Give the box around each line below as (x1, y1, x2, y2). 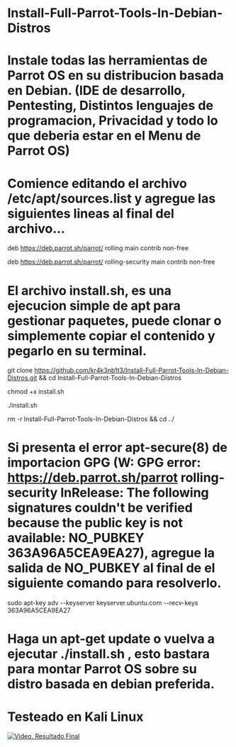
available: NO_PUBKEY (7, 530, 145, 546)
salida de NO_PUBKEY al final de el (7, 560, 215, 576)
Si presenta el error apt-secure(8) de (7, 439, 228, 456)
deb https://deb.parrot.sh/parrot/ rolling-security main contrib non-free (7, 257, 215, 266)
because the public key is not (7, 515, 183, 531)
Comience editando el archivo (7, 175, 188, 191)
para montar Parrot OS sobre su (7, 661, 197, 678)
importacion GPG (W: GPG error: (7, 455, 201, 471)
